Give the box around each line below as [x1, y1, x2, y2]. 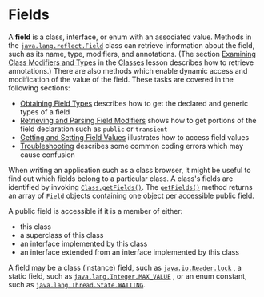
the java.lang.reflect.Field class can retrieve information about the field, [8, 40, 255, 50]
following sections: [8, 82, 70, 93]
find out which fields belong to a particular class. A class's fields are [8, 174, 234, 183]
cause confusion [19, 150, 76, 159]
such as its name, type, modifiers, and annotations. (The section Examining [8, 49, 256, 58]
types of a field [19, 106, 70, 117]
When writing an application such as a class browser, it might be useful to [8, 165, 251, 175]
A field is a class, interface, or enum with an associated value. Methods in [8, 32, 252, 42]
